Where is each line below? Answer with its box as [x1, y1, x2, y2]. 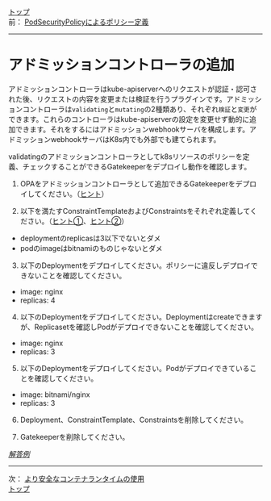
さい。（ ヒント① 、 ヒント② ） [27, 216, 129, 226]
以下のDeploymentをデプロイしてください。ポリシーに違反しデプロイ [19, 261, 252, 270]
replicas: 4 [19, 295, 56, 305]
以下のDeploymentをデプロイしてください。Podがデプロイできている [19, 363, 250, 373]
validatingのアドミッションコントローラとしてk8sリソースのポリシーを [8, 152, 244, 161]
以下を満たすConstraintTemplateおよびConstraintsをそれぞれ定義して [19, 206, 251, 215]
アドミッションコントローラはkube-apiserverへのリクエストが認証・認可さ [8, 84, 258, 94]
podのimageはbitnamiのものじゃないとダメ [19, 243, 163, 253]
